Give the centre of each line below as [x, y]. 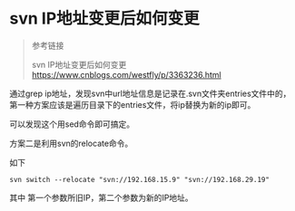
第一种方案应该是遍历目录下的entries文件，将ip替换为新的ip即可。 [133, 104]
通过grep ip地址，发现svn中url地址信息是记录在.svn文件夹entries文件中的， [150, 93]
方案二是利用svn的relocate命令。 [71, 143]
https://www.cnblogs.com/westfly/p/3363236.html [126, 74]
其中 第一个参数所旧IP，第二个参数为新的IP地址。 [101, 197]
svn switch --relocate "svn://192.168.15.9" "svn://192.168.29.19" [140, 179]
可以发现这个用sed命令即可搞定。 [72, 124]
